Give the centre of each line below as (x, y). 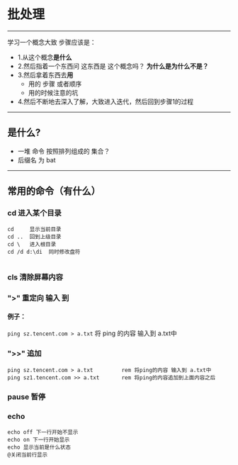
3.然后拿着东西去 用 (45, 74)
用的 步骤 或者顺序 (55, 84)
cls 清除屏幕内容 (35, 277)
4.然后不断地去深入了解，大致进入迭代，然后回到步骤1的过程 (106, 101)
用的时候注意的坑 (53, 92)
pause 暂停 (27, 396)
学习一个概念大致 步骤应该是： (52, 42)
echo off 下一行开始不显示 (43, 432)
